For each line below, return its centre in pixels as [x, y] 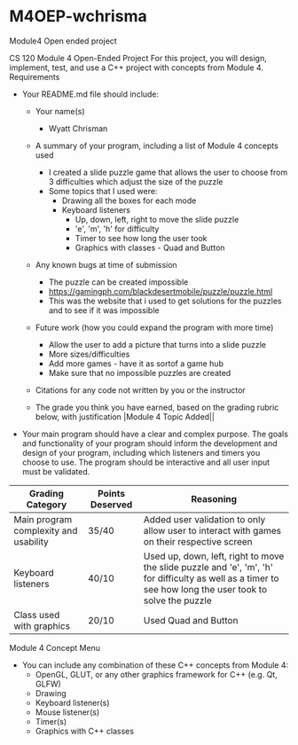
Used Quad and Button [191, 620]
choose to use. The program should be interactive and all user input [146, 462]
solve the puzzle [178, 600]
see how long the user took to [205, 589]
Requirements [35, 76]
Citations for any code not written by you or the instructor [140, 390]
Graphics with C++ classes [85, 731]
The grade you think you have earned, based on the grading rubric [157, 407]
